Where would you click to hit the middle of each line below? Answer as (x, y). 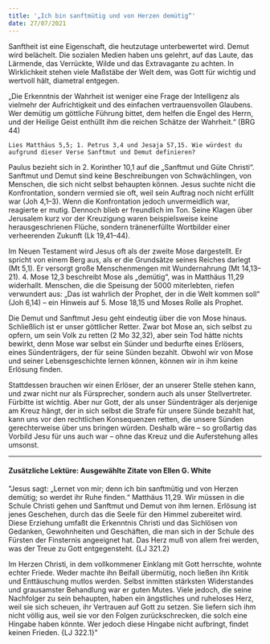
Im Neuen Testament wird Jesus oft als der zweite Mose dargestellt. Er (125, 251)
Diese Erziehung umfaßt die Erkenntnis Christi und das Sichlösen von (123, 522)
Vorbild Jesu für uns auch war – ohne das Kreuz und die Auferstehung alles (133, 436)
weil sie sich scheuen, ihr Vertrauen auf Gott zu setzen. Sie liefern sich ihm (132, 607)
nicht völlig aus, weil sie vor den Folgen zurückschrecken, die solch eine (128, 615)
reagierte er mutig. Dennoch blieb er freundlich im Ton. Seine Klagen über (131, 209)
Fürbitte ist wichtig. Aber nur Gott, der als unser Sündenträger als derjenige (133, 402)
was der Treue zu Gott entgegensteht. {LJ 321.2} (89, 548)
